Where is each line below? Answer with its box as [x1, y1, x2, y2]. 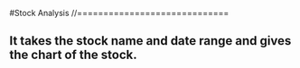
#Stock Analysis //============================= [9, 8, 230, 18]
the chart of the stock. [9, 47, 137, 63]
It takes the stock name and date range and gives [9, 33, 292, 48]
